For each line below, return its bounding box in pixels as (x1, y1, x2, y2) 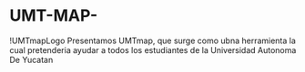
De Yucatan (9, 54, 54, 65)
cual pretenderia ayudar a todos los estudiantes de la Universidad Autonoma (9, 44, 297, 55)
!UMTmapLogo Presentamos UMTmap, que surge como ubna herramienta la (9, 35, 296, 46)
